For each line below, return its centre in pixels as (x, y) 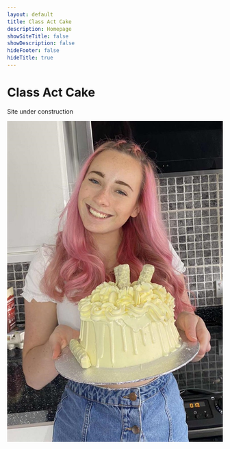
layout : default (30, 14)
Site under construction (40, 111)
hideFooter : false (33, 51)
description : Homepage (39, 29)
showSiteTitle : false (38, 36)
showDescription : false (41, 43)
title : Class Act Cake (39, 22)
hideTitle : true (30, 58)
